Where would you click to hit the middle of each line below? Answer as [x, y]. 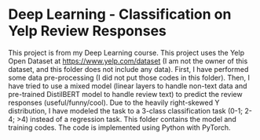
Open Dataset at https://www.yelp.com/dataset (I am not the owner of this [128, 61]
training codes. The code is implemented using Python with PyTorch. [119, 127]
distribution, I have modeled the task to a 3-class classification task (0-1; [126, 110]
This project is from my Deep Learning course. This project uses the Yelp [126, 52]
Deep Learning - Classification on [120, 14]
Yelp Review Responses [87, 31]
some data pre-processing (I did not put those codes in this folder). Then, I [129, 77]
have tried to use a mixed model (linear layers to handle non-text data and [128, 86]
